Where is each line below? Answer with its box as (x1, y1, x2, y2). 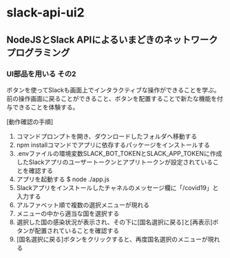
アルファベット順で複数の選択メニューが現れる (16, 200, 149, 209)
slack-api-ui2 (6, 5, 85, 21)
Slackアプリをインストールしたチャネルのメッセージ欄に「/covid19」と (16, 183, 219, 191)
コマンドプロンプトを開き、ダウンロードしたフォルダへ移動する (16, 132, 198, 140)
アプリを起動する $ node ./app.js (16, 175, 109, 183)
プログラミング (6, 47, 70, 58)
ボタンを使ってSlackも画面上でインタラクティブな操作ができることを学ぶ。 (6, 86, 221, 94)
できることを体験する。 (12, 103, 79, 111)
